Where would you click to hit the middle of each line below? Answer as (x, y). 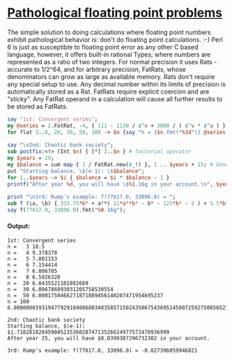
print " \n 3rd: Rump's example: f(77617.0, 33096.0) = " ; (92, 197)
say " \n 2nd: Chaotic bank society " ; (60, 145)
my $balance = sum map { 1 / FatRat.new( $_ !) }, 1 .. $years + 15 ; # (110, 165)
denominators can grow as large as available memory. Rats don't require (111, 76)
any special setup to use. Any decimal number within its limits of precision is (117, 84)
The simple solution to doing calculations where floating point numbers (109, 32)
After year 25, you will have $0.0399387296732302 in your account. (109, 339)
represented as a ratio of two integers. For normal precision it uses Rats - (112, 61)
